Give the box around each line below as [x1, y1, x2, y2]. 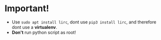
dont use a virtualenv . [11, 24, 58, 30]
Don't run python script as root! [11, 29, 76, 35]
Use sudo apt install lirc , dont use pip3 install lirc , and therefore [11, 19, 157, 25]
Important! [4, 3, 49, 14]
